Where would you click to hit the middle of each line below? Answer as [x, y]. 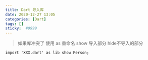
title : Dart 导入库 [24, 10]
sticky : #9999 [21, 28]
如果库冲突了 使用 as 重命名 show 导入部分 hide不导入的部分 [80, 43]
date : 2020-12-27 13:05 [30, 14]
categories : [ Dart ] [26, 19]
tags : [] [14, 24]
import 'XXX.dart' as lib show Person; [47, 53]
